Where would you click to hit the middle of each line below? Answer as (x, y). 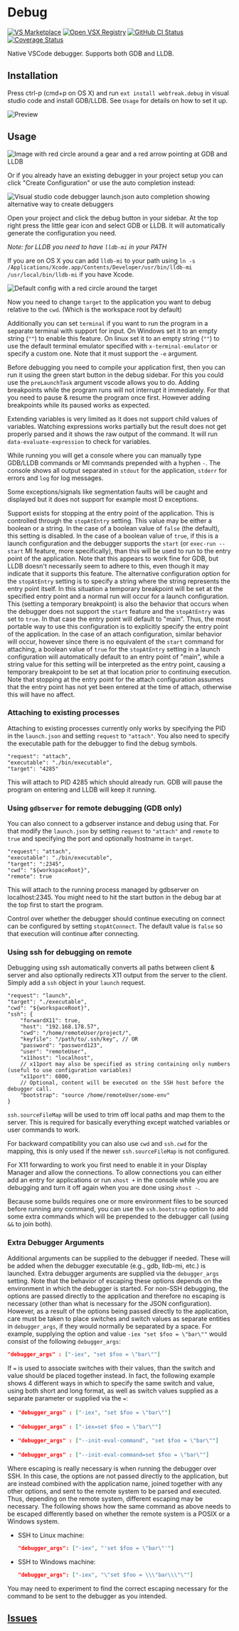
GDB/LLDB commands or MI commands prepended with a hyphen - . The (114, 462)
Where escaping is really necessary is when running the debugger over (112, 1469)
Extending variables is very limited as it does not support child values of (113, 419)
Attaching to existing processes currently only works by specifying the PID (117, 728)
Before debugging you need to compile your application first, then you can (117, 367)
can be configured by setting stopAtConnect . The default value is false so (115, 926)
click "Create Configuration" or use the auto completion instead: (101, 183)
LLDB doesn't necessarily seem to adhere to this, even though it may (108, 565)
